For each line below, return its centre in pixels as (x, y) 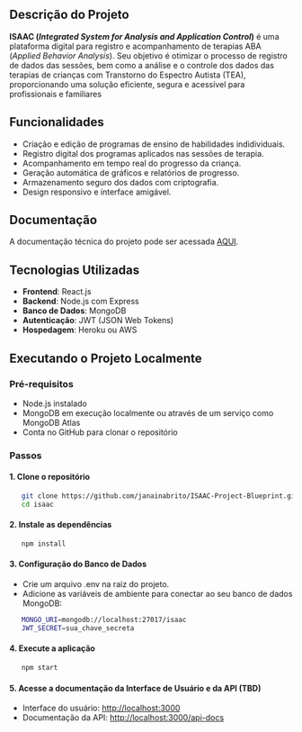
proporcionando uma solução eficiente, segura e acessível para (127, 84)
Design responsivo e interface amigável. (97, 192)
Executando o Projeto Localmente (106, 358)
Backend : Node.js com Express (80, 302)
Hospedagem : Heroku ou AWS (80, 330)
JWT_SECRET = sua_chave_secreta (78, 628)
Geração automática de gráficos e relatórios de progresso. (131, 172)
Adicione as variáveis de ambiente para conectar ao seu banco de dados (157, 594)
